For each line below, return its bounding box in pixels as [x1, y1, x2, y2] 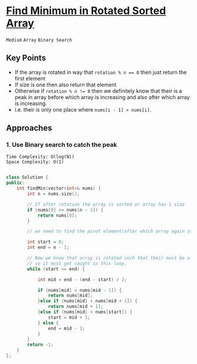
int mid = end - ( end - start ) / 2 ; [37, 277, 127, 282]
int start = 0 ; [27, 239, 64, 245]
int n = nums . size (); [27, 191, 80, 197]
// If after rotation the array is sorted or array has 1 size [27, 201, 185, 207]
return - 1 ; [27, 342, 54, 348]
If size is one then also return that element [14, 81, 117, 88]
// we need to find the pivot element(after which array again [27, 228, 185, 234]
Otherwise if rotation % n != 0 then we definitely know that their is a [14, 87, 182, 95]
